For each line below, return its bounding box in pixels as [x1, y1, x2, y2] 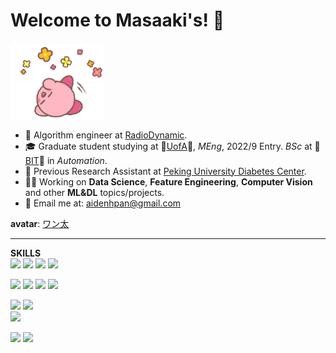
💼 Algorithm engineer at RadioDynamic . [24, 129, 188, 141]
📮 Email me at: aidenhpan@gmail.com [24, 197, 182, 209]
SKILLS [10, 247, 42, 259]
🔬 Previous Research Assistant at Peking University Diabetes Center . [24, 165, 307, 177]
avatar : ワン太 [10, 217, 70, 229]
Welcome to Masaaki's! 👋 [10, 9, 225, 32]
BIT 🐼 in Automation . [24, 154, 108, 166]
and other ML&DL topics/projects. [24, 186, 165, 198]
